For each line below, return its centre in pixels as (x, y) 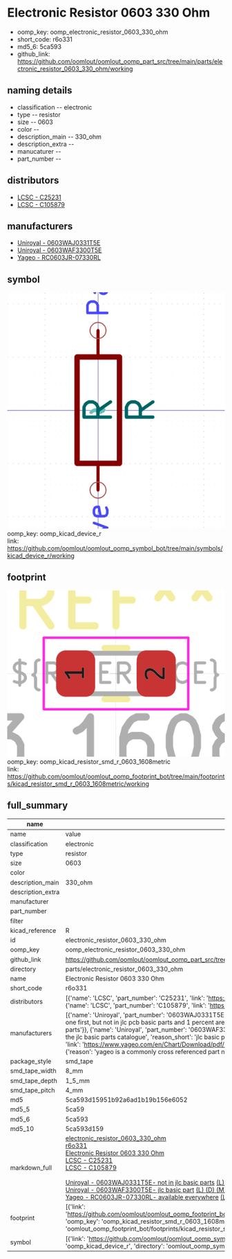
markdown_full (31, 1168)
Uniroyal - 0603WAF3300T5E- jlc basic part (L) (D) (140, 1190)
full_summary (38, 806)
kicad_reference (33, 930)
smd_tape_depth (33, 1080)
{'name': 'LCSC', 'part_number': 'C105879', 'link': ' (138, 1005)
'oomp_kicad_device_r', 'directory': (115, 1246)
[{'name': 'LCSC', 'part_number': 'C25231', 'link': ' (137, 998)
